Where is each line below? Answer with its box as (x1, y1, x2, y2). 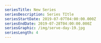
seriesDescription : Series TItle (4, 12, 74, 17)
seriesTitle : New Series (4, 7, 56, 12)
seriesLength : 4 (4, 30, 38, 35)
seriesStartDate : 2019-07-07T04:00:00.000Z (4, 16, 97, 21)
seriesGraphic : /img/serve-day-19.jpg (4, 26, 85, 31)
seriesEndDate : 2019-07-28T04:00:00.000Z (4, 21, 92, 26)
